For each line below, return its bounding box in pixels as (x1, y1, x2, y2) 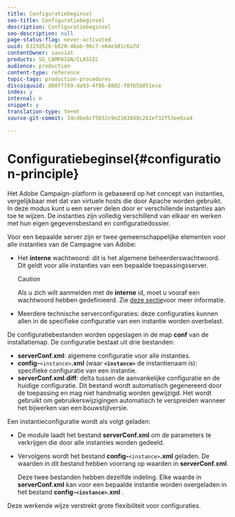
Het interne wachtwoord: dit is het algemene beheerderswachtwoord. (17, 253, 220, 262)
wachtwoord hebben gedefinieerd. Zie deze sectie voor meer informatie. (17, 295, 226, 304)
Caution (17, 274, 41, 283)
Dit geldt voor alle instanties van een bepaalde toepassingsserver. (17, 261, 208, 269)
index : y (7, 88, 33, 95)
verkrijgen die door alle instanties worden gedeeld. (17, 438, 165, 446)
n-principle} (7, 166, 79, 182)
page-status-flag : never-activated (7, 36, 112, 43)
